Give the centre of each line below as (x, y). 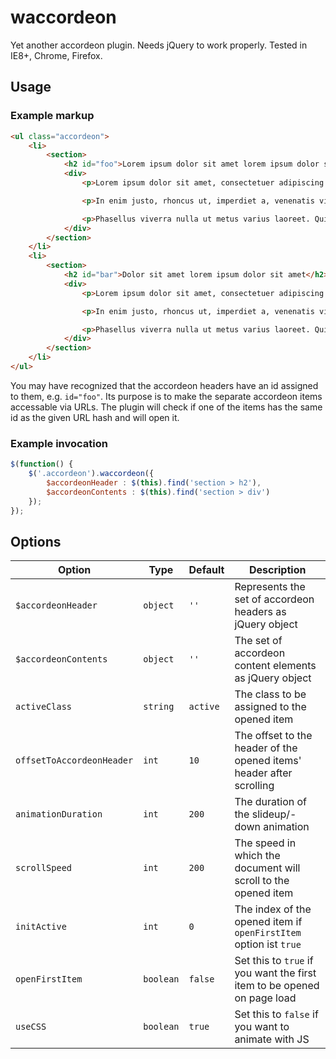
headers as (260, 612)
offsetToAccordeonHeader (74, 760)
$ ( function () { (42, 464)
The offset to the (273, 736)
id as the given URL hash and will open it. (95, 417)
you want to (262, 1027)
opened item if (268, 922)
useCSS (31, 1027)
